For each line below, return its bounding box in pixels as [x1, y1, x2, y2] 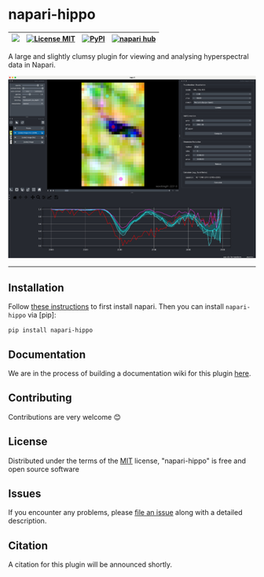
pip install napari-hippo [8, 326, 93, 335]
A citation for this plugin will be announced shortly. [8, 560, 173, 569]
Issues [8, 487, 42, 501]
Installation [8, 281, 64, 294]
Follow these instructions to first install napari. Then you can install [8, 302, 224, 311]
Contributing [8, 391, 72, 405]
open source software [8, 464, 80, 473]
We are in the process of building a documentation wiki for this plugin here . [8, 369, 251, 378]
